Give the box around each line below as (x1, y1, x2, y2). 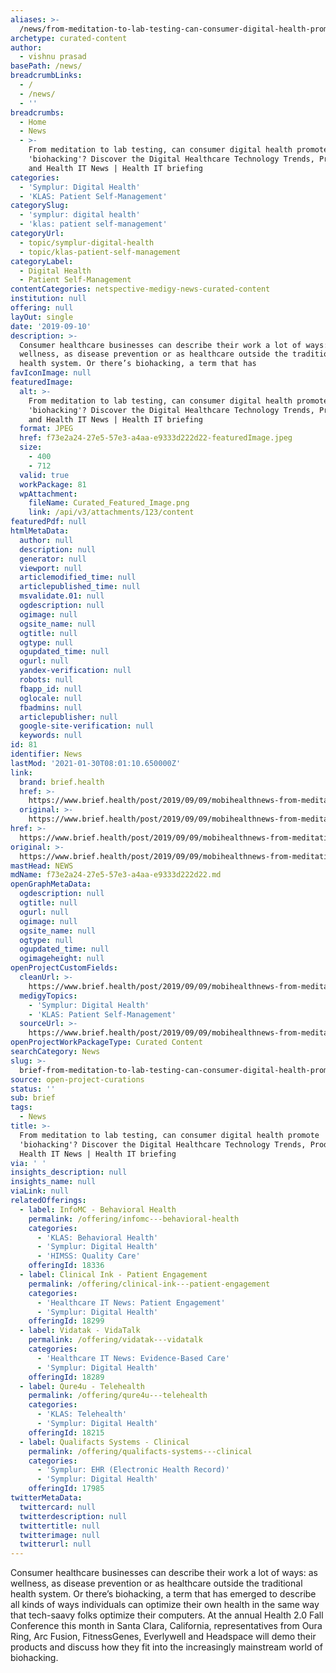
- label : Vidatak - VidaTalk (19, 1326, 141, 1336)
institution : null (10, 294, 87, 304)
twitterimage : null (19, 1530, 101, 1540)
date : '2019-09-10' (10, 321, 92, 331)
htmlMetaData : (10, 526, 70, 536)
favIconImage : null (10, 368, 92, 378)
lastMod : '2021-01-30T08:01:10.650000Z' (10, 758, 182, 768)
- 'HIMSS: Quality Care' (36, 1251, 141, 1261)
